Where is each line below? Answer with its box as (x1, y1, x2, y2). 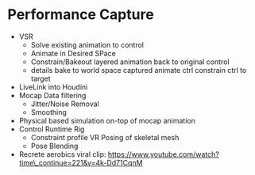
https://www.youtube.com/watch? (107, 149, 219, 159)
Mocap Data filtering (18, 90, 87, 100)
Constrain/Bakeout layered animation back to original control (30, 57, 230, 67)
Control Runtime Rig (18, 124, 85, 134)
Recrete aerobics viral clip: (18, 149, 106, 159)
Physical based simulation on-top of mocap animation (18, 116, 195, 125)
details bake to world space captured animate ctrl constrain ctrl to (30, 65, 247, 74)
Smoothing (30, 107, 67, 116)
